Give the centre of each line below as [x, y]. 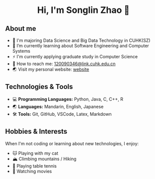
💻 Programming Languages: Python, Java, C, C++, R [68, 99]
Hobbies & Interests [36, 132]
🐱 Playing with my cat [35, 153]
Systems [21, 51]
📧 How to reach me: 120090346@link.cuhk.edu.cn [64, 64]
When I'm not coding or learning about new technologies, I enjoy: [72, 143]
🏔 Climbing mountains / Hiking [44, 159]
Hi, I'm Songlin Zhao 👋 [83, 10]
